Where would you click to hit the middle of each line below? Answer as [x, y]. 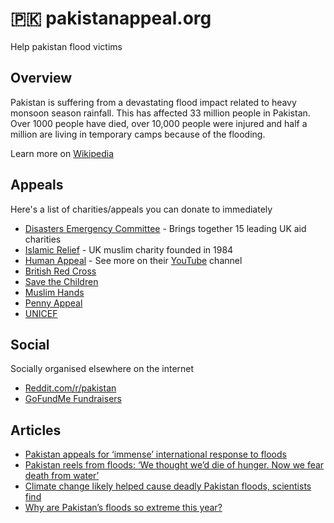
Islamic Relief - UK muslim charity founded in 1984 [129, 249]
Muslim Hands [54, 292]
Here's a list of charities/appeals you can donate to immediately [141, 209]
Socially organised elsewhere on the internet [102, 369]
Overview [41, 78]
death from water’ [62, 476]
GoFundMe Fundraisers [73, 399]
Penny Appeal [53, 303]
